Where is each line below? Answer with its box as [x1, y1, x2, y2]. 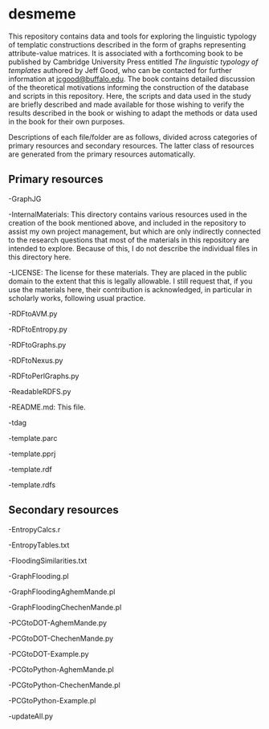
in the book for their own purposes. [8, 116, 125, 126]
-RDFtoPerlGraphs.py [8, 371, 79, 381]
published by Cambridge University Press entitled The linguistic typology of [8, 57, 259, 67]
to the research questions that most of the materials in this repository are [8, 234, 250, 245]
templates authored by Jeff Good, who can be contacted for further [8, 65, 232, 75]
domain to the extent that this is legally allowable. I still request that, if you [8, 276, 253, 286]
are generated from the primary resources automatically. [8, 149, 195, 159]
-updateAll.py [8, 711, 54, 721]
